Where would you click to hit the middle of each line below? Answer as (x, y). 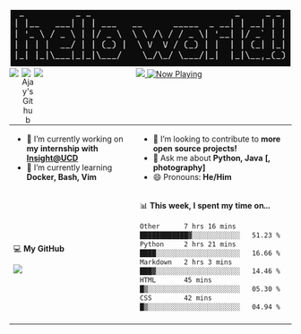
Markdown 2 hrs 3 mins (186, 262)
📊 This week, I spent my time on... (205, 205)
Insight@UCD (52, 158)
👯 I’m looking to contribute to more (217, 139)
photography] (179, 167)
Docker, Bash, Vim (61, 176)
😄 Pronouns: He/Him (192, 176)
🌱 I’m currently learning (69, 167)
